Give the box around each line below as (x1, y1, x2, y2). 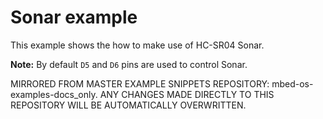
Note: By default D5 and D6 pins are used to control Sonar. (10, 58, 248, 70)
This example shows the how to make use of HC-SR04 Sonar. (10, 39, 265, 51)
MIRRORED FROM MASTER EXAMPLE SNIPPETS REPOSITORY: (10, 77, 270, 90)
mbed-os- (271, 77, 314, 90)
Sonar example (10, 6, 138, 29)
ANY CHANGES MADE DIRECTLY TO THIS (99, 88, 275, 100)
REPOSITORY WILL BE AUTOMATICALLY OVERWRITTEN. (10, 99, 247, 111)
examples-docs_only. (10, 88, 98, 100)
